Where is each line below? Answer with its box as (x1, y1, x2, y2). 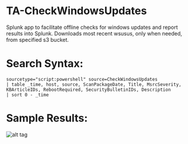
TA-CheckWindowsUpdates (6, 4, 147, 18)
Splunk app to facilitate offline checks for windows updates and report (6, 24, 178, 31)
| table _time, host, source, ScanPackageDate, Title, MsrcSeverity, (6, 81, 182, 87)
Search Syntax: (6, 57, 84, 70)
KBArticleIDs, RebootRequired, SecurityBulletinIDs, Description (6, 87, 171, 93)
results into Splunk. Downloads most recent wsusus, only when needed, (6, 30, 183, 37)
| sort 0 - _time (6, 91, 49, 98)
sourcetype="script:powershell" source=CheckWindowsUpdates (6, 76, 158, 82)
